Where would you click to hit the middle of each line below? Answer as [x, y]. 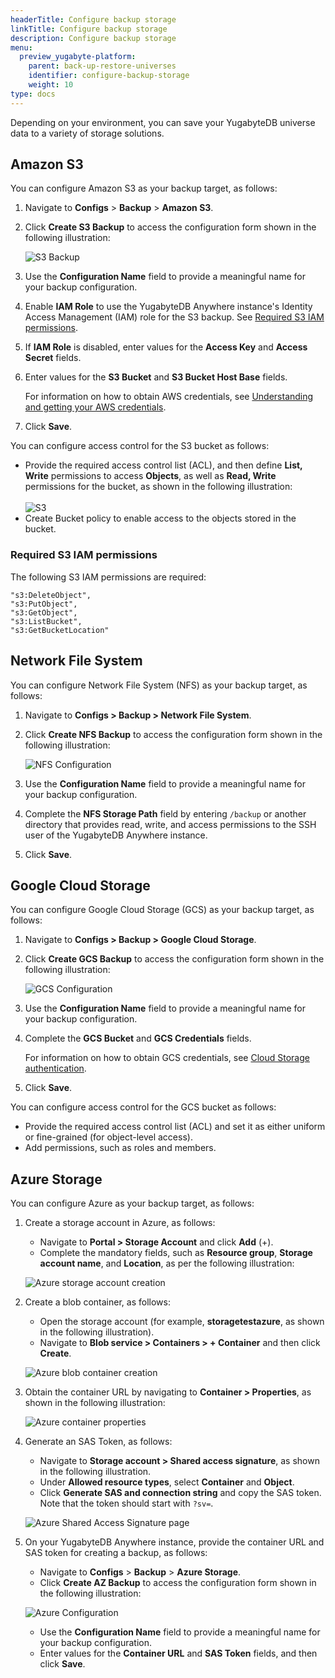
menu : [21, 47]
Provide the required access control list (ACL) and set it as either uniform [175, 1127]
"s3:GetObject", [44, 612]
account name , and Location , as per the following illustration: [167, 1263]
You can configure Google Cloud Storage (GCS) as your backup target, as [162, 910]
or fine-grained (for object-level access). [108, 1137]
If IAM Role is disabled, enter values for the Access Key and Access [166, 347]
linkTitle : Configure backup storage [89, 29]
